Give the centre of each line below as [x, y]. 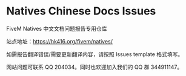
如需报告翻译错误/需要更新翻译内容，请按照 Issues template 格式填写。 [95, 54]
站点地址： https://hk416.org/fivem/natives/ [60, 41]
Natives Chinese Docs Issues [81, 11]
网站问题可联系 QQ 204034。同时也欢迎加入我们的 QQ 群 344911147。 [95, 67]
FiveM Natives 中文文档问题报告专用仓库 [57, 28]
